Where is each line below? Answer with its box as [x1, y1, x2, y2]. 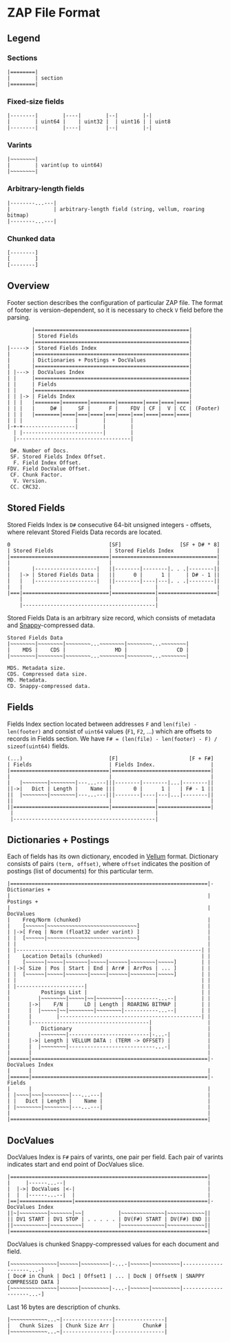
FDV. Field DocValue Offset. [7, 465, 91, 472]
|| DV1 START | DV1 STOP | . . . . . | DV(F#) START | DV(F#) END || [7, 1216, 211, 1223]
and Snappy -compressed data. [7, 621, 95, 629]
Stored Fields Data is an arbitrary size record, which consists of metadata [7, 613, 216, 622]
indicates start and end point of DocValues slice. [7, 1161, 145, 1169]
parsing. [7, 313, 31, 322]
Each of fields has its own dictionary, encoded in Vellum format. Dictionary [7, 852, 219, 860]
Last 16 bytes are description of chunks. [7, 1303, 121, 1312]
